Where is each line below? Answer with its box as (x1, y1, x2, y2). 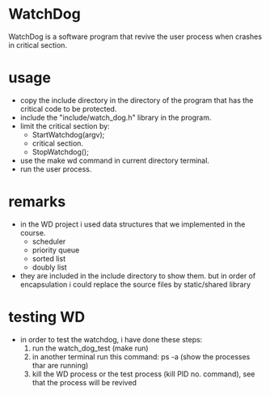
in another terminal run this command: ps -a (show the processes (32, 351, 251, 361)
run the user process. (19, 164, 92, 174)
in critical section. (8, 40, 67, 49)
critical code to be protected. (19, 104, 117, 113)
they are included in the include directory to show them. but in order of (19, 270, 256, 280)
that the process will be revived (32, 377, 137, 387)
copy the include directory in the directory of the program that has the (19, 95, 254, 105)
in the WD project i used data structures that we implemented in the (19, 219, 246, 229)
